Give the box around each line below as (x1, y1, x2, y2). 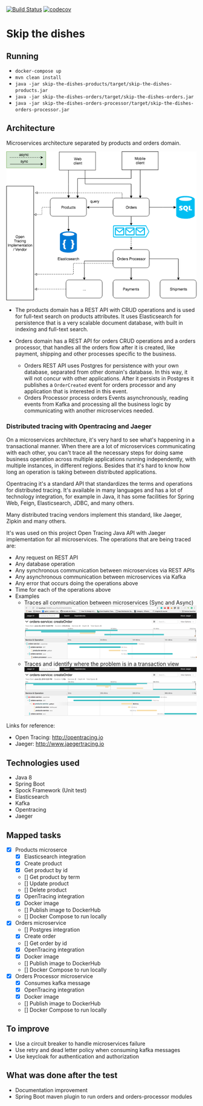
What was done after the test (6, 1070, 118, 1081)
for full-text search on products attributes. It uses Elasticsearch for (14, 313, 181, 320)
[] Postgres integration (24, 926, 80, 933)
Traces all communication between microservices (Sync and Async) (24, 598, 194, 606)
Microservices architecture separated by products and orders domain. (6, 139, 181, 147)
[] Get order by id (24, 939, 68, 947)
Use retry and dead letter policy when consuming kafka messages (14, 1046, 181, 1053)
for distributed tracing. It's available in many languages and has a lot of (6, 486, 183, 494)
